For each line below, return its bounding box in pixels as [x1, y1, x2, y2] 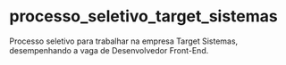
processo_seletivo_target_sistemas [9, 6, 279, 27]
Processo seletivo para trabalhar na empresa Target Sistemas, [9, 36, 239, 46]
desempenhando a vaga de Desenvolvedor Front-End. [9, 45, 209, 55]
